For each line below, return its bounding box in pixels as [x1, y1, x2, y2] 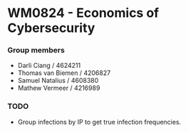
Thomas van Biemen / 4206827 [17, 69, 111, 77]
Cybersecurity [7, 20, 95, 36]
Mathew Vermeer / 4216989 [17, 83, 100, 93]
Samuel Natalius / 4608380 [17, 76, 99, 85]
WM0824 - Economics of [7, 5, 160, 21]
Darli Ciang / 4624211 [17, 62, 81, 70]
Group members [7, 45, 66, 55]
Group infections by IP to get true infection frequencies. [17, 117, 182, 126]
